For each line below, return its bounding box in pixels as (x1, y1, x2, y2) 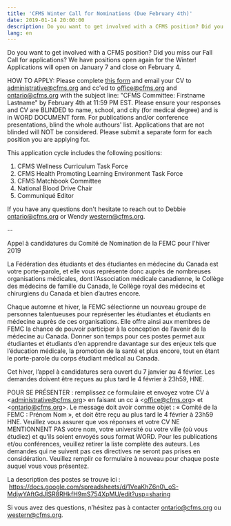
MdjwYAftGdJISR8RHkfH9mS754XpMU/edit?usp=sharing (7, 490, 171, 498)
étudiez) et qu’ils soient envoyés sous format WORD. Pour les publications (7, 433, 218, 441)
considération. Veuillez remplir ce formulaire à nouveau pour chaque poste (7, 455, 219, 463)
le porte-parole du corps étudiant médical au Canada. (7, 354, 160, 363)
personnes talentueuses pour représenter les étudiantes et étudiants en (7, 310, 211, 318)
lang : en (7, 29, 32, 37)
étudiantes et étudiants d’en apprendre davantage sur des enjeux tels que (7, 340, 217, 348)
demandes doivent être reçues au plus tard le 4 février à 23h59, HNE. (7, 375, 205, 383)
